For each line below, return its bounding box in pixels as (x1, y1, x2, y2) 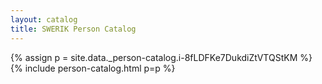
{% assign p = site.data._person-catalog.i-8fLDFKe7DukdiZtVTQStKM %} (10, 51, 313, 63)
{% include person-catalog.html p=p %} (10, 62, 176, 74)
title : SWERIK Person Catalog (10, 24, 137, 34)
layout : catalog (10, 14, 78, 25)
